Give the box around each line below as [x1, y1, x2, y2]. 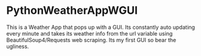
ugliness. [6, 43, 29, 50]
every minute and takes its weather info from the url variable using [6, 30, 173, 37]
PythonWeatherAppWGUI [6, 4, 138, 17]
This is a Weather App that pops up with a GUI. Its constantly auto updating [6, 23, 196, 31]
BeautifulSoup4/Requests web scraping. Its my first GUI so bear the [6, 36, 177, 43]
